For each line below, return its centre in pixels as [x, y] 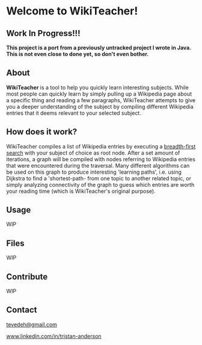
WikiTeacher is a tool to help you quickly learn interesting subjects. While [98, 87]
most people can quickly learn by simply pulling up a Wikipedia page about [99, 94]
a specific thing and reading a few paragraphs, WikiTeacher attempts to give [101, 100]
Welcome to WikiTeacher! [72, 11]
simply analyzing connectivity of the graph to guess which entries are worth [100, 185]
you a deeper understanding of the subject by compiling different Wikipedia [100, 106]
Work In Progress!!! [43, 33]
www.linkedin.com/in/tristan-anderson [54, 336]
